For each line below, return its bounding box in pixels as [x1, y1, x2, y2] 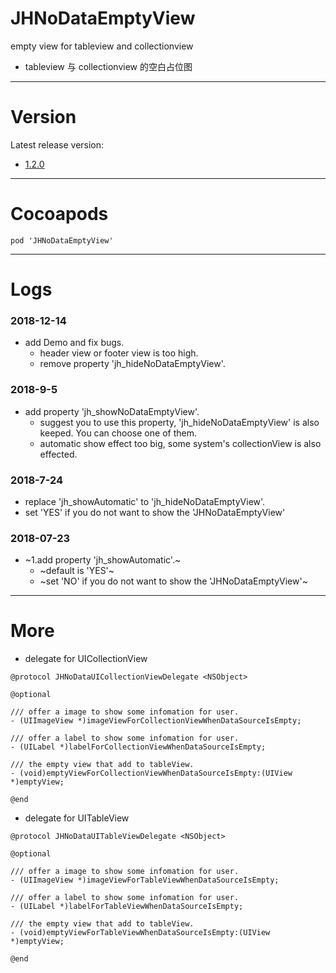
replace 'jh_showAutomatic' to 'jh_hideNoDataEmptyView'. [24, 495, 266, 507]
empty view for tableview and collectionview [10, 40, 194, 52]
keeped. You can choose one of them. [39, 427, 197, 439]
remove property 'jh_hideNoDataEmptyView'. [39, 358, 226, 370]
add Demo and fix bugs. [24, 337, 125, 349]
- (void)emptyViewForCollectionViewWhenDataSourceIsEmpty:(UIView [10, 768, 293, 779]
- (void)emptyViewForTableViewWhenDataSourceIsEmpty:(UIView [10, 928, 271, 938]
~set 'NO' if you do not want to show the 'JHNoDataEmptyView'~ [39, 575, 308, 587]
